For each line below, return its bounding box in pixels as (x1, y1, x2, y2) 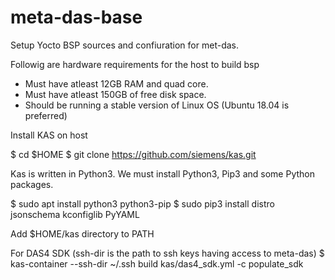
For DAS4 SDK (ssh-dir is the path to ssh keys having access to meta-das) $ (10, 247, 325, 259)
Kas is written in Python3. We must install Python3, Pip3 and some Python (10, 167, 315, 180)
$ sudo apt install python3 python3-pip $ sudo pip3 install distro (10, 197, 275, 210)
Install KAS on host (10, 129, 88, 141)
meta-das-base (10, 6, 143, 29)
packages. (10, 178, 54, 190)
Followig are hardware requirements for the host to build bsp (10, 58, 260, 70)
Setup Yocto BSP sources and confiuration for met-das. (10, 39, 239, 51)
